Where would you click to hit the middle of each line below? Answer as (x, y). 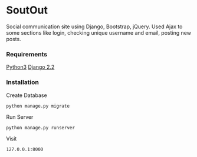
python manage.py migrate (38, 106)
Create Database (27, 95)
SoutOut (27, 10)
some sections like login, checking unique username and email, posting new (99, 32)
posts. (14, 39)
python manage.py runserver (41, 128)
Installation (23, 82)
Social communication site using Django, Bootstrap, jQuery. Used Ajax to (94, 26)
